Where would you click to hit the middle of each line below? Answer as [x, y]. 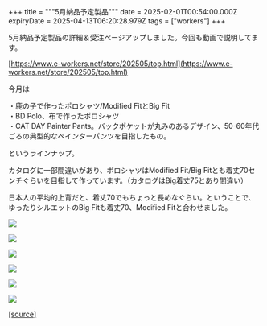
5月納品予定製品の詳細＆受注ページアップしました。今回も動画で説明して [130, 37]
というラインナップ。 [43, 153]
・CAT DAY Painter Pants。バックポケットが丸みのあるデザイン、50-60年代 [134, 126]
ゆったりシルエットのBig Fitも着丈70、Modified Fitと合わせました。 [120, 207]
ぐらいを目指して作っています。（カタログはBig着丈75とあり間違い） [135, 180]
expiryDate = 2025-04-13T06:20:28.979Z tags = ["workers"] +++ [117, 21]
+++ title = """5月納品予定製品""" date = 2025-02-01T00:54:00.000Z [123, 12]
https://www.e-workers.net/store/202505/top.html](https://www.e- [122, 64]
